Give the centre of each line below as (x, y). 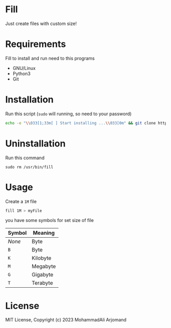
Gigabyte (42, 275)
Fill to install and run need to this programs (50, 58)
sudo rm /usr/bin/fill (29, 167)
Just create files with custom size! (41, 23)
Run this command (25, 158)
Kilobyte (41, 258)
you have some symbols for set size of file (50, 220)
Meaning (44, 233)
